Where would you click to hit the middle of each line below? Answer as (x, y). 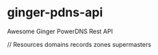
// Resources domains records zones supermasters (79, 44)
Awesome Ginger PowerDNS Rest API (60, 31)
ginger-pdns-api (55, 13)
